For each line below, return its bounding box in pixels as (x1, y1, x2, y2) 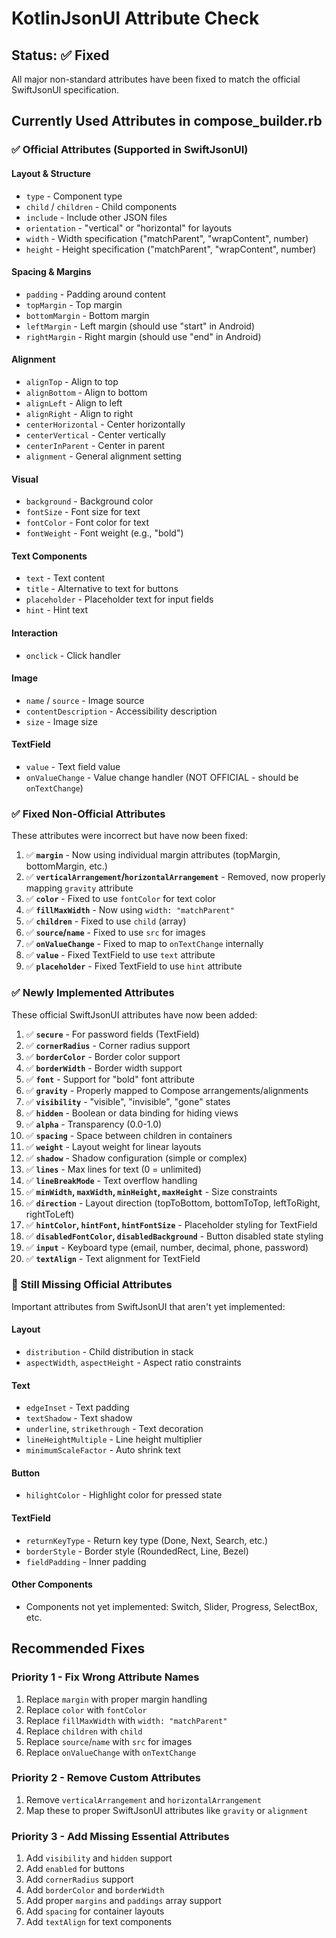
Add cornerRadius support (25, 1873, 134, 1886)
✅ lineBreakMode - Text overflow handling (25, 1174, 198, 1186)
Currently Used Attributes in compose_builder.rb (11, 113, 323, 130)
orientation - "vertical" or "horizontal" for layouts (25, 222, 233, 234)
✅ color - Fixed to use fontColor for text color (25, 893, 216, 905)
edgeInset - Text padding (25, 1402, 130, 1414)
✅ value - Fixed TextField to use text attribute (25, 949, 216, 961)
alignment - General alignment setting (25, 450, 182, 462)
